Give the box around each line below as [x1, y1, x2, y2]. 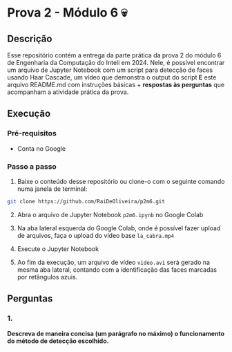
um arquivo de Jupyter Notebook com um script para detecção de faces [7, 66, 213, 74]
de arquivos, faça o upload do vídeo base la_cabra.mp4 [17, 231, 175, 239]
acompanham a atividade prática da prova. [7, 88, 129, 96]
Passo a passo [7, 161, 57, 171]
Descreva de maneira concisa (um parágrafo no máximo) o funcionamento [7, 329, 225, 337]
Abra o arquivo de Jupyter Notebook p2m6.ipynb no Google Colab [17, 210, 204, 219]
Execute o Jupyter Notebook [17, 244, 99, 253]
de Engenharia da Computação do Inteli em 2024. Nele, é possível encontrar [7, 59, 225, 66]
